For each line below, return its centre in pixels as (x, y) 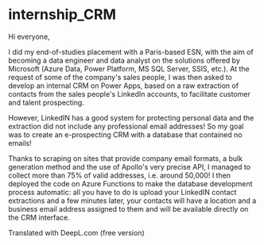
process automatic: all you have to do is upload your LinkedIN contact (122, 192)
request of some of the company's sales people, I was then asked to (120, 77)
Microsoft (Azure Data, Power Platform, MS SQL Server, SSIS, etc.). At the (129, 68)
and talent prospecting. (47, 102)
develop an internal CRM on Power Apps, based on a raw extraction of (124, 86)
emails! (20, 143)
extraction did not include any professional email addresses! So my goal (126, 126)
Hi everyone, (29, 36)
